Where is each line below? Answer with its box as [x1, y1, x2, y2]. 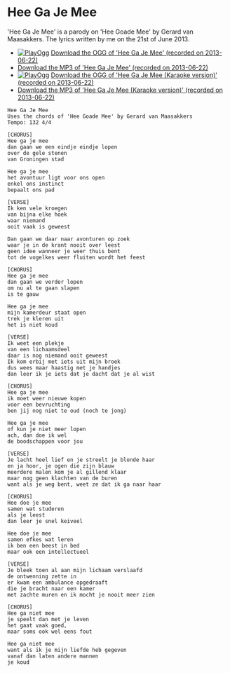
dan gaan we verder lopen [7, 278, 83, 285]
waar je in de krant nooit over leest [7, 241, 121, 249]
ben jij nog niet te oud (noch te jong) [7, 407, 128, 414]
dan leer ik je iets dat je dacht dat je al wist [7, 370, 156, 377]
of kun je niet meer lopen [7, 426, 86, 433]
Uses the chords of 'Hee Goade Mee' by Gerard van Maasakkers [7, 113, 193, 120]
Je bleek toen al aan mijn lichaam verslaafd [7, 566, 142, 573]
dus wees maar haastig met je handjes [7, 364, 121, 372]
